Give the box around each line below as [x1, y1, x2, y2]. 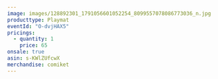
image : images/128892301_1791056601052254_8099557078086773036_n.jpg [7, 10, 212, 17]
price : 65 [19, 42, 48, 49]
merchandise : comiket [7, 61, 70, 68]
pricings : [7, 29, 36, 36]
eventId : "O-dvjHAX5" [7, 23, 70, 30]
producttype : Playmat [7, 16, 70, 23]
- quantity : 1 [13, 36, 54, 43]
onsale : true [7, 49, 45, 56]
